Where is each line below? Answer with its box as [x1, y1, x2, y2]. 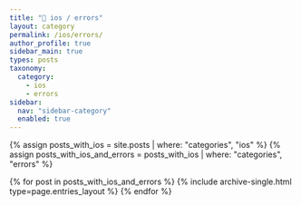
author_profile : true [9, 38, 92, 48]
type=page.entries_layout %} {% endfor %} [9, 186, 172, 197]
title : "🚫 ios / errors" [9, 13, 103, 23]
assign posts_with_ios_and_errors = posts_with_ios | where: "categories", [9, 149, 283, 160]
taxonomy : [9, 64, 47, 74]
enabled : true [17, 114, 71, 123]
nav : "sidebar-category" [17, 106, 112, 115]
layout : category [9, 22, 75, 31]
